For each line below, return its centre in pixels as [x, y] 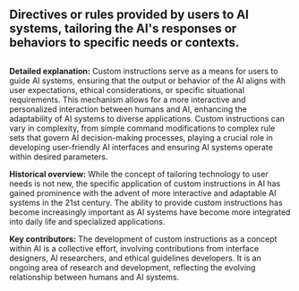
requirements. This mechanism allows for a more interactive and [128, 99]
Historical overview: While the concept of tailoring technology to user [139, 174]
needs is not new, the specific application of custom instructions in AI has [145, 184]
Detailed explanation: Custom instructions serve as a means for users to [144, 71]
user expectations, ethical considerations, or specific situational [127, 90]
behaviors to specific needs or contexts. [124, 43]
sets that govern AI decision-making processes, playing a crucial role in [141, 137]
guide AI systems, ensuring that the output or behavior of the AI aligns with [148, 81]
